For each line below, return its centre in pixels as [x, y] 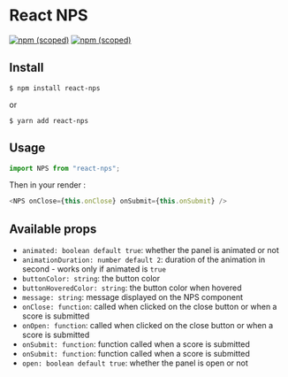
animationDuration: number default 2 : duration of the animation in [144, 260]
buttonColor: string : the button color [91, 279]
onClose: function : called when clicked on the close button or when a [149, 307]
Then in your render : [48, 185]
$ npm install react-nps [55, 88]
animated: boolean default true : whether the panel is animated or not [151, 250]
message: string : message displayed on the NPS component [133, 297]
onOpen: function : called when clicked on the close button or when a [148, 326]
